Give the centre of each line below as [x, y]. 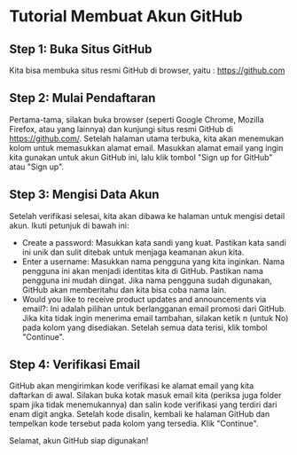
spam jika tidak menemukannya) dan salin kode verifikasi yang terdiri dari [143, 404]
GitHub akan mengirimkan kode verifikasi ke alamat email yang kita [132, 386]
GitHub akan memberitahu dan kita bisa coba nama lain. [124, 289]
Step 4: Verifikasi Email [74, 365]
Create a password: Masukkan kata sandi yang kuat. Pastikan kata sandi [154, 242]
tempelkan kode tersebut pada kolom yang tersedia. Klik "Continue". [134, 424]
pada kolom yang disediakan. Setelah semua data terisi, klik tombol [145, 327]
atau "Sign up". [37, 167]
